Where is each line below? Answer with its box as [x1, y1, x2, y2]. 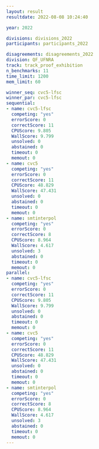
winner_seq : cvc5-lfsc [6, 89, 62, 95]
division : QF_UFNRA [6, 57, 54, 63]
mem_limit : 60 [6, 79, 41, 85]
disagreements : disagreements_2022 [6, 51, 94, 58]
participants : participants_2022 [6, 41, 88, 47]
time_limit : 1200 [6, 73, 49, 79]
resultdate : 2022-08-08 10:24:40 [6, 14, 88, 20]
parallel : [6, 270, 31, 276]
